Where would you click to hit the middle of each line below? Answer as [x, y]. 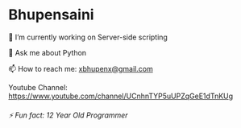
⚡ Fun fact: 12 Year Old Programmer [68, 115]
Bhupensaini [51, 15]
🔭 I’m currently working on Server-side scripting [88, 37]
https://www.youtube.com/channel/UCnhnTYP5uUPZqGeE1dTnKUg [121, 96]
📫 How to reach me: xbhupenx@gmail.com [81, 68]
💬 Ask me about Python [48, 52]
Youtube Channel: [38, 87]
